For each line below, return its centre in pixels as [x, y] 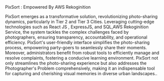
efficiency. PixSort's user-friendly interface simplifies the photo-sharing [78, 42]
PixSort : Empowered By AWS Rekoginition [48, 7]
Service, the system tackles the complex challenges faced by [67, 32]
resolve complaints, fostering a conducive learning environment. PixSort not [82, 58]
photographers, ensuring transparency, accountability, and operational [76, 37]
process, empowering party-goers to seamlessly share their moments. [76, 48]
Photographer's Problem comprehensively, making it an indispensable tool [80, 68]
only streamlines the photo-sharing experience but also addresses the [76, 63]
